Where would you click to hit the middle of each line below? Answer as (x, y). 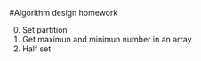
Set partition (45, 30)
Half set (36, 49)
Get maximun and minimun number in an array (107, 39)
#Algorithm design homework (64, 13)
